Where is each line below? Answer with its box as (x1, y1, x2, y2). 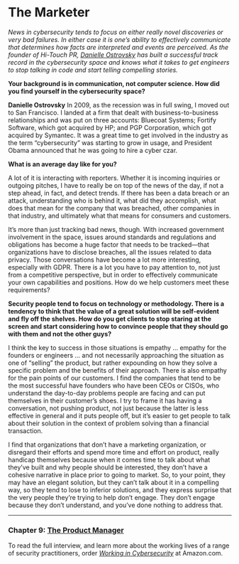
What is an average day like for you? (8, 159, 118, 168)
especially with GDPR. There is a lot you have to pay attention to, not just (8, 262, 221, 271)
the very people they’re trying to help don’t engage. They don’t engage (8, 493, 216, 501)
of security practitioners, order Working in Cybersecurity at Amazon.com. (8, 549, 223, 558)
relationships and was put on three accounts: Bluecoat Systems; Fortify (8, 115, 217, 124)
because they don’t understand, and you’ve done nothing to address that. (8, 501, 223, 509)
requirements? (8, 285, 50, 294)
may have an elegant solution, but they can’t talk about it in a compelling (8, 478, 219, 486)
